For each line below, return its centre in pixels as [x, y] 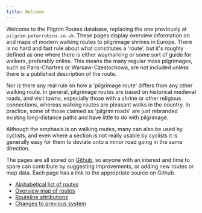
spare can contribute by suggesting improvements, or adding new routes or [100, 166]
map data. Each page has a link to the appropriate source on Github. [91, 173]
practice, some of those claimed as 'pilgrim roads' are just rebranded [92, 111]
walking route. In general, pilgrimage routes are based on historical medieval [101, 91]
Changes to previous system [50, 203]
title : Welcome [25, 12]
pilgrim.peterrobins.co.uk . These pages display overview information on [98, 35]
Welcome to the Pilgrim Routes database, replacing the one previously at [96, 29]
